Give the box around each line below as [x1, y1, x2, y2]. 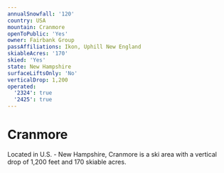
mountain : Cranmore [7, 23, 65, 30]
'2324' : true [14, 89, 53, 96]
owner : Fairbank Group [7, 37, 75, 44]
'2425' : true [14, 96, 53, 104]
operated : [7, 83, 37, 90]
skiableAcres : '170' [7, 50, 69, 57]
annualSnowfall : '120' [7, 10, 75, 18]
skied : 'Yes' [7, 57, 46, 64]
